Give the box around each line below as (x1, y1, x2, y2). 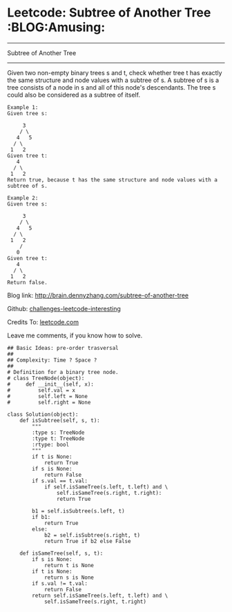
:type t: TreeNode (32, 435, 85, 442)
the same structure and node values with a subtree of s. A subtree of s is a (7, 76, 220, 84)
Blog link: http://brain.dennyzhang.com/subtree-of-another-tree (7, 291, 189, 299)
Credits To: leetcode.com (7, 317, 79, 326)
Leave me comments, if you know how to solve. (7, 331, 143, 339)
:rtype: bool (32, 441, 70, 448)
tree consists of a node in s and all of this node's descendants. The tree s (7, 83, 216, 91)
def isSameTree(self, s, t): (19, 550, 104, 557)
